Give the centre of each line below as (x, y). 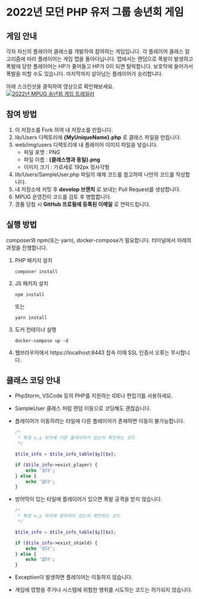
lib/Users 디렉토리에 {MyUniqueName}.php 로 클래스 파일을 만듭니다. (98, 137)
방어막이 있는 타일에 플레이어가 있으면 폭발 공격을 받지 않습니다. (88, 499)
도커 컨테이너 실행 (35, 329)
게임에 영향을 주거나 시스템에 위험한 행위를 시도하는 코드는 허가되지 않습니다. (104, 590)
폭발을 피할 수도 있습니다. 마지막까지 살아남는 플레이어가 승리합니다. (85, 74)
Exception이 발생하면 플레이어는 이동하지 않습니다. (74, 577)
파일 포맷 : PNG (42, 152)
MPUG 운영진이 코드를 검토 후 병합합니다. (63, 196)
